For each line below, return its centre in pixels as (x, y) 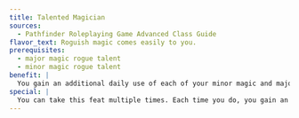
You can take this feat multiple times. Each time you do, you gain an (153, 100)
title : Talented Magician (57, 17)
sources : (25, 26)
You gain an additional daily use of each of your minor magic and (145, 83)
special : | (29, 91)
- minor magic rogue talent (69, 67)
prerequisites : (37, 51)
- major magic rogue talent (69, 59)
